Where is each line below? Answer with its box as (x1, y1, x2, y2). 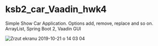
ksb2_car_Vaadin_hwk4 (5, 4, 107, 15)
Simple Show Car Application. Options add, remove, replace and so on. (5, 20, 153, 26)
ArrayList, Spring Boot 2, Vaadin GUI (5, 25, 81, 31)
